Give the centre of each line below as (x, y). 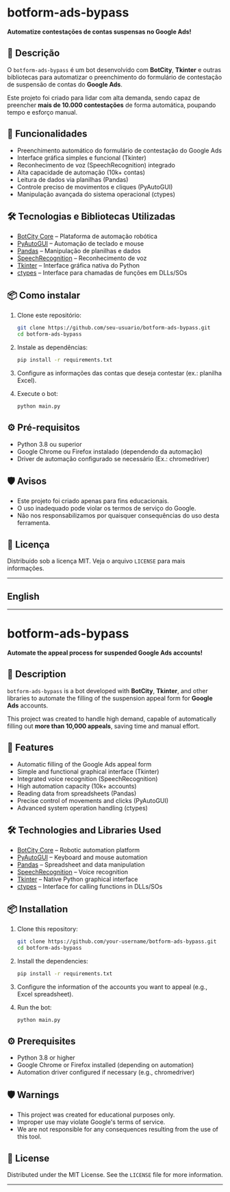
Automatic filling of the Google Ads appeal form (84, 764)
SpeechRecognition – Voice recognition (73, 872)
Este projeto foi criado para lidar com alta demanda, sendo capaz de (104, 97)
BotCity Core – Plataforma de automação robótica (87, 236)
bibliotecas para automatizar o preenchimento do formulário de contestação (115, 77)
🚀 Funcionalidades (47, 134)
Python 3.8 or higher (46, 1057)
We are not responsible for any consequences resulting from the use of (118, 1130)
